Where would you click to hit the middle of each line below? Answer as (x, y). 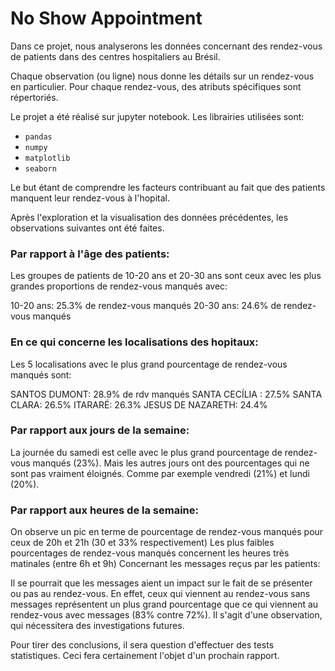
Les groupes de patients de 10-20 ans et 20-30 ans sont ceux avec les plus (166, 276)
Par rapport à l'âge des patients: (90, 254)
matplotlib (47, 158)
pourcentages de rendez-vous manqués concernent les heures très (150, 553)
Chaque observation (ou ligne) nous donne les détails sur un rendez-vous (162, 76)
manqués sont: (41, 374)
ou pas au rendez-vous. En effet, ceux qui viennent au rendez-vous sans (160, 594)
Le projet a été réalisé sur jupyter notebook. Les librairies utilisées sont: (157, 116)
